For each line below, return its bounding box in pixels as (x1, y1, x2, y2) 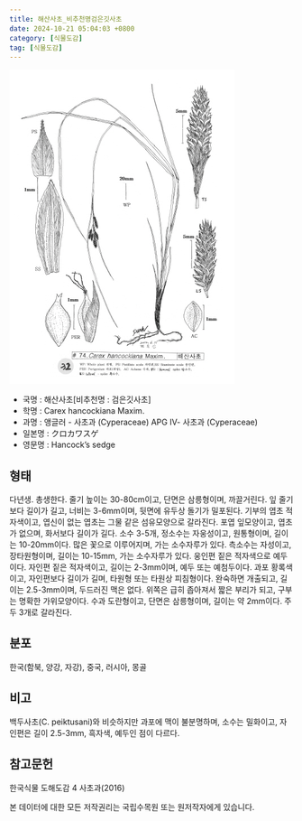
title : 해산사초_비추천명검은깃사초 (9, 14, 123, 23)
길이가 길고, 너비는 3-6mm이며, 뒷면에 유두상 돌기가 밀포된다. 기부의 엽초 (25, 506, 284, 517)
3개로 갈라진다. (18, 607, 72, 618)
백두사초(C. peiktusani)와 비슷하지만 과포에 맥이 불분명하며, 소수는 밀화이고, (9, 716, 278, 727)
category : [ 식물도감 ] (9, 33, 83, 42)
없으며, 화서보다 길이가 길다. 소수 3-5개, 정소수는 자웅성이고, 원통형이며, (18, 528, 272, 539)
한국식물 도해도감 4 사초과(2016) (9, 782, 125, 793)
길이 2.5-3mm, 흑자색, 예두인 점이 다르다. (32, 727, 180, 738)
